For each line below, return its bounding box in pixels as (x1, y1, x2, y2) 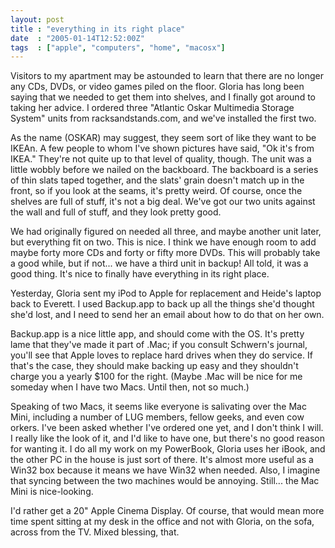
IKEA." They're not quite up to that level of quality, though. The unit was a (10, 153, 312, 165)
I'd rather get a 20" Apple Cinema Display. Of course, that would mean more (10, 505, 325, 517)
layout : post (10, 14, 65, 25)
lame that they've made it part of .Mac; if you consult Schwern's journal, (10, 339, 308, 351)
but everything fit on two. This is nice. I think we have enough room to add (10, 236, 317, 248)
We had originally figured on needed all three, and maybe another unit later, (10, 226, 322, 238)
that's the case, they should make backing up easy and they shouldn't (10, 360, 299, 372)
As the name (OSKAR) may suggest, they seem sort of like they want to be (10, 132, 317, 144)
